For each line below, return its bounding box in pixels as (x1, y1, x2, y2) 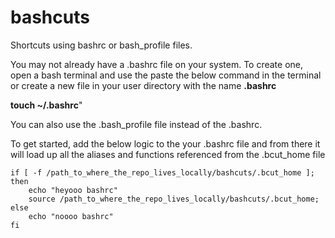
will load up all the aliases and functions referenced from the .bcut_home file (10, 148, 326, 160)
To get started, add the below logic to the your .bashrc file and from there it (10, 137, 321, 150)
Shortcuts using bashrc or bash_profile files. (10, 39, 193, 51)
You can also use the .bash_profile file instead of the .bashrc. (10, 118, 263, 130)
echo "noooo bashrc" (28, 211, 114, 221)
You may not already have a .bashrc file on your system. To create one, (10, 58, 304, 70)
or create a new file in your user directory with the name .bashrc (10, 79, 277, 91)
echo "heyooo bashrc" (28, 185, 118, 195)
